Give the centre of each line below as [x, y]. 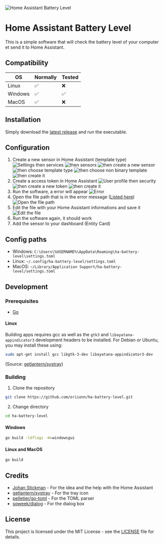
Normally [45, 77]
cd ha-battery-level [27, 416]
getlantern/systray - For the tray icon [50, 493]
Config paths [26, 239]
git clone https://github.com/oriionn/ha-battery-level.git [69, 397]
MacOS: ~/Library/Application [45, 266]
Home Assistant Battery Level [68, 28]
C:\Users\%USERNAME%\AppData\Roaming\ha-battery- [87, 252]
